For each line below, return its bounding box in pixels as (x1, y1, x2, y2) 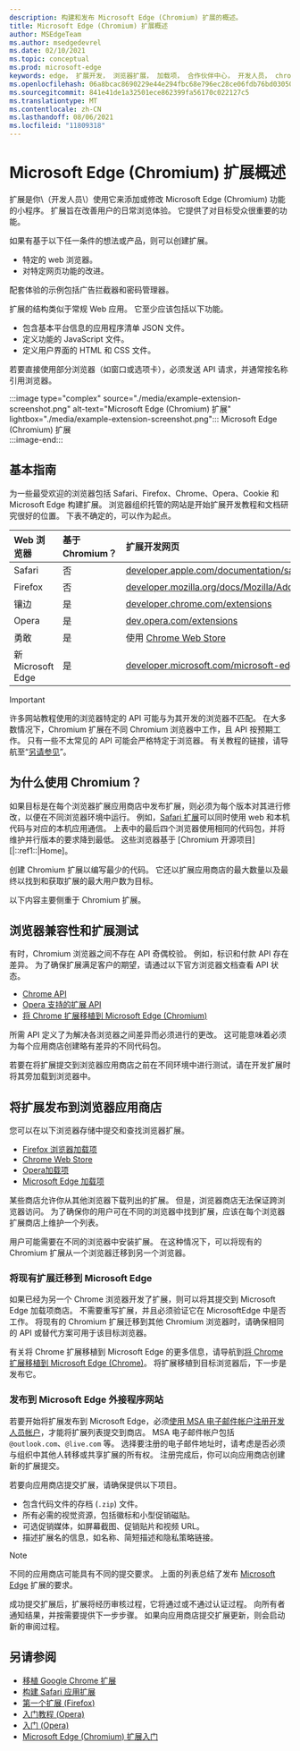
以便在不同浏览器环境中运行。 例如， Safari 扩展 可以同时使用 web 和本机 (24, 812, 290, 822)
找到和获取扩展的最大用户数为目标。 (24, 875, 158, 886)
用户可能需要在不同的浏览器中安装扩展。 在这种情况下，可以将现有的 (9, 1237, 262, 1247)
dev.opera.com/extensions (125, 614, 238, 626)
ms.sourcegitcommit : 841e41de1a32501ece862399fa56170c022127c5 (9, 88, 250, 97)
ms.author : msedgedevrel (9, 38, 102, 47)
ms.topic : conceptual (9, 55, 90, 64)
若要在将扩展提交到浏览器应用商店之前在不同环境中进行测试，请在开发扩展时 (9, 1059, 291, 1070)
